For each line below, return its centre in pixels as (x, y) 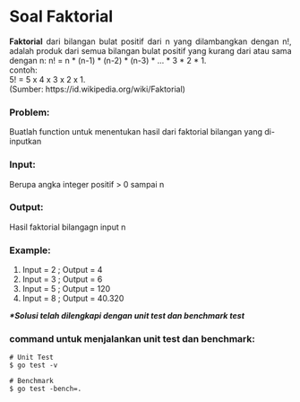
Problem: (30, 112)
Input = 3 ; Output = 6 (62, 279)
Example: (30, 250)
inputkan (26, 142)
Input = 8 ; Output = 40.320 (73, 299)
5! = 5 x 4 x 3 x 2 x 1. (47, 79)
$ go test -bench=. (46, 389)
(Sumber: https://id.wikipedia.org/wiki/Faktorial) (98, 89)
